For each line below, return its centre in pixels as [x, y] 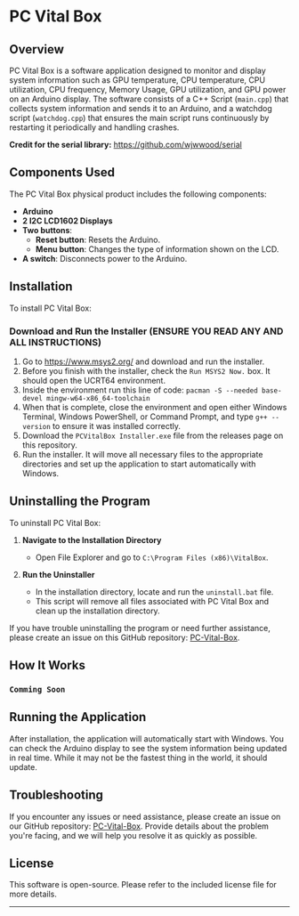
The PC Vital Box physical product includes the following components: [138, 194]
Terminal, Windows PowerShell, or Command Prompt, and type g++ [145, 417]
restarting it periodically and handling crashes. [94, 127]
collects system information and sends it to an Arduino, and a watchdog [141, 108]
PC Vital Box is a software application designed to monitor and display [138, 70]
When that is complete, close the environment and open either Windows [154, 407]
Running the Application [78, 717]
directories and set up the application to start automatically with [139, 464]
